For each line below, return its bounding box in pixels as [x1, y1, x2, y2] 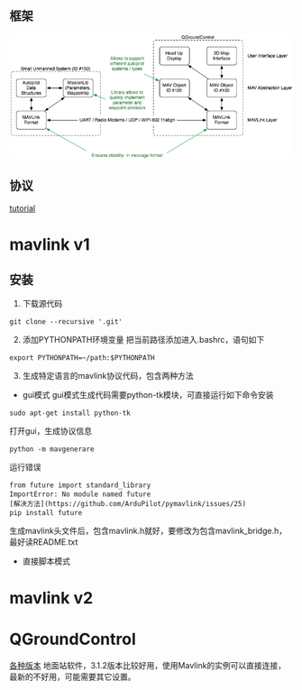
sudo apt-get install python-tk [9, 409, 131, 418]
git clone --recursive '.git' [9, 317, 124, 327]
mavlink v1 [9, 234, 90, 254]
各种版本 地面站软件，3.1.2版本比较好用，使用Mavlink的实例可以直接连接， [9, 659, 287, 670]
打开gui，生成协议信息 [9, 425, 93, 436]
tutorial [9, 202, 36, 214]
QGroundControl [9, 629, 137, 649]
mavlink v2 [9, 587, 94, 608]
